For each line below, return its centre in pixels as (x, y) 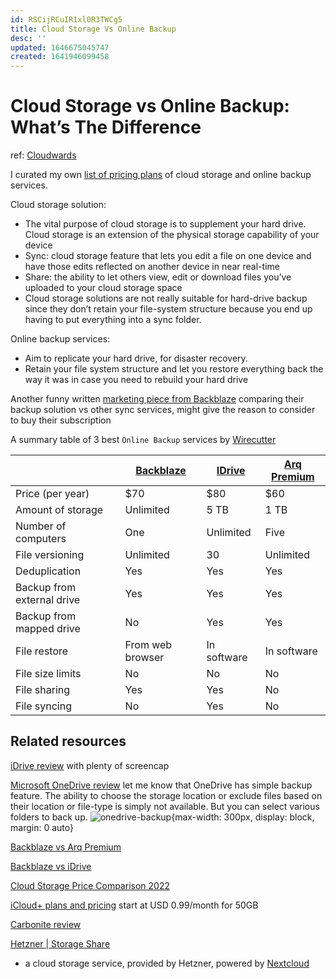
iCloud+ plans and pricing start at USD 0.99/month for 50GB (134, 905)
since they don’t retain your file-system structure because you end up (168, 309)
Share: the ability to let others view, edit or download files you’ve (158, 277)
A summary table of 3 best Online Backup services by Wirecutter (143, 440)
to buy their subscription (61, 420)
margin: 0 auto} (42, 827)
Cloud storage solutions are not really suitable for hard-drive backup (166, 298)
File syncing (43, 706)
